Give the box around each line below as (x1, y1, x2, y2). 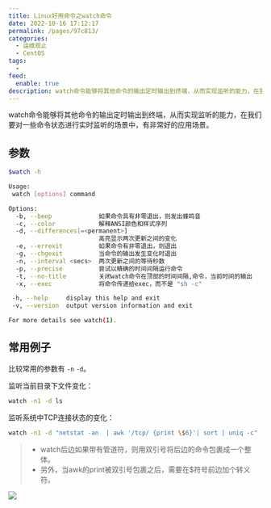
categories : (8, 34, 48, 43)
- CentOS (15, 49, 45, 57)
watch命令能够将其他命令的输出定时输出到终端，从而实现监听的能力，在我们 (8, 110, 262, 120)
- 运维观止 (15, 42, 48, 50)
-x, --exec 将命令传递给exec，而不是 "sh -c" (15, 279, 202, 288)
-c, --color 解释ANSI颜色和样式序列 (15, 220, 168, 228)
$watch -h (8, 168, 42, 176)
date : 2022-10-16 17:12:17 (8, 19, 99, 27)
